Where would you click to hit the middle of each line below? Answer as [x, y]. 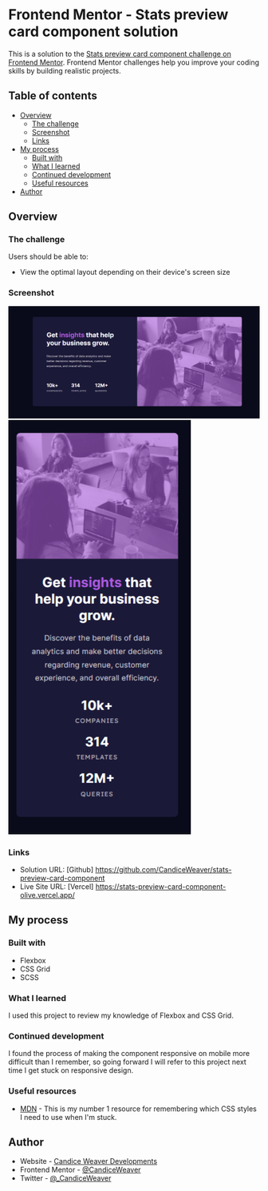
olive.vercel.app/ [47, 895]
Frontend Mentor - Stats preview [118, 15]
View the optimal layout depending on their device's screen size [125, 272]
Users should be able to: [49, 256]
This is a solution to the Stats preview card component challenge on [120, 54]
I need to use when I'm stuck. [68, 1117]
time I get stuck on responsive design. [71, 1070]
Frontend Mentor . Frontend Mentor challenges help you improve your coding [134, 62]
